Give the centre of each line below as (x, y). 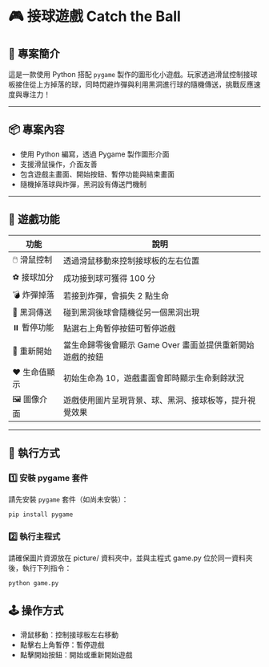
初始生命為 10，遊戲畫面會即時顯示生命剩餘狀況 (153, 378)
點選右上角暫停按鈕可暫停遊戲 (119, 328)
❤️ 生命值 (30, 372)
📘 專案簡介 (34, 53)
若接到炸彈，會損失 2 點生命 (116, 296)
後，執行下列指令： (40, 568)
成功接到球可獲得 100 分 (109, 279)
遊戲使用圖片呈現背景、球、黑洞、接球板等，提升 (155, 401)
